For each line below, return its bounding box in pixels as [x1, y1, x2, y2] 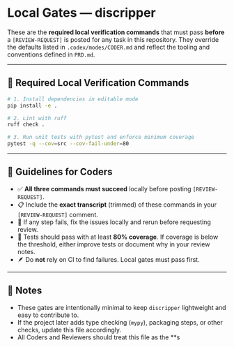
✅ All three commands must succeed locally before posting [17, 184, 192, 193]
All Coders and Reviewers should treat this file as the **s [17, 333, 180, 341]
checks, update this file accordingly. [17, 325, 122, 334]
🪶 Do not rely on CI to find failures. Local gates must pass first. [17, 255, 200, 263]
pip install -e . [7, 102, 58, 109]
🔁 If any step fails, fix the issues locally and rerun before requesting [17, 218, 211, 226]
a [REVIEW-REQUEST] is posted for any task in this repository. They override [7, 35, 219, 43]
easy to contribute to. [17, 311, 79, 319]
